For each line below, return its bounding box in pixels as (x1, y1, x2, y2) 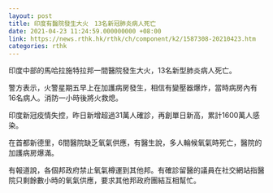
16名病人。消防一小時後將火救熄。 (8, 93, 123, 103)
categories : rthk (8, 42, 67, 50)
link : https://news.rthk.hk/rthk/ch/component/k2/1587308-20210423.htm (8, 34, 256, 43)
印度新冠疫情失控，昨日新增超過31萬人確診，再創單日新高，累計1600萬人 (8, 111, 253, 121)
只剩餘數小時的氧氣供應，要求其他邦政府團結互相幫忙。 (15, 176, 201, 186)
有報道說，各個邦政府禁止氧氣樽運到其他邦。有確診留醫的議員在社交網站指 (8, 165, 258, 175)
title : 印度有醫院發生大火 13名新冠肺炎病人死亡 (8, 20, 157, 28)
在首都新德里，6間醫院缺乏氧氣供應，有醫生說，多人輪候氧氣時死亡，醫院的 (8, 138, 262, 147)
